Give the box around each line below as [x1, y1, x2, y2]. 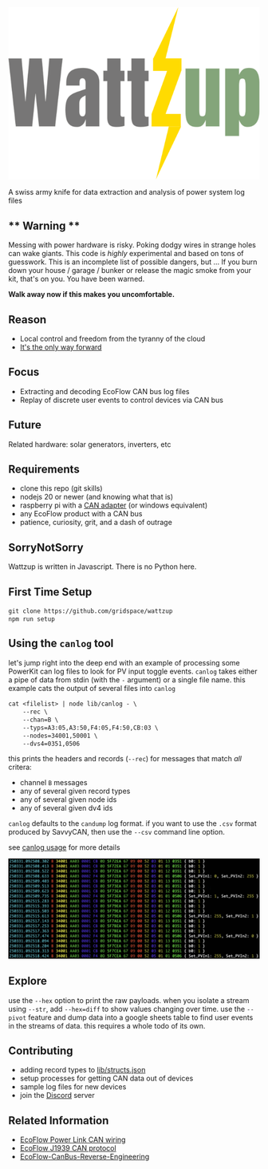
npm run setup [8, 615, 56, 623]
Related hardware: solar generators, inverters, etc [8, 439, 171, 449]
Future [8, 418, 42, 432]
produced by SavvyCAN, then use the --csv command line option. [8, 827, 226, 836]
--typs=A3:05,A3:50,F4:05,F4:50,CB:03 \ [22, 724, 159, 732]
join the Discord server [19, 1091, 96, 1100]
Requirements [8, 463, 80, 476]
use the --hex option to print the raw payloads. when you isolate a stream [8, 995, 250, 1005]
